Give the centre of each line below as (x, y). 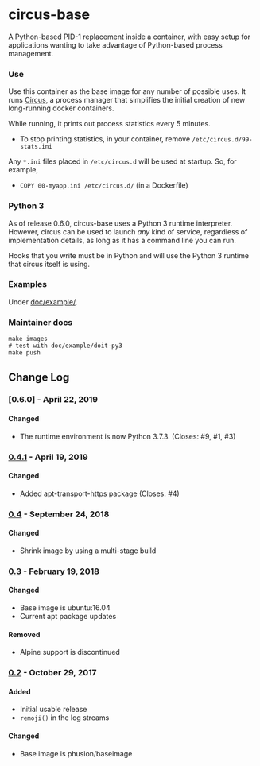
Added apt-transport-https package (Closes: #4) (100, 493)
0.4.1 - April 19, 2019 (49, 457)
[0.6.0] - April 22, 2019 (53, 400)
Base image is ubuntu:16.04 (65, 608)
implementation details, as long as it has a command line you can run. (122, 240)
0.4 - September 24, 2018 (59, 514)
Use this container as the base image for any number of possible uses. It (127, 91)
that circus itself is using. (49, 264)
